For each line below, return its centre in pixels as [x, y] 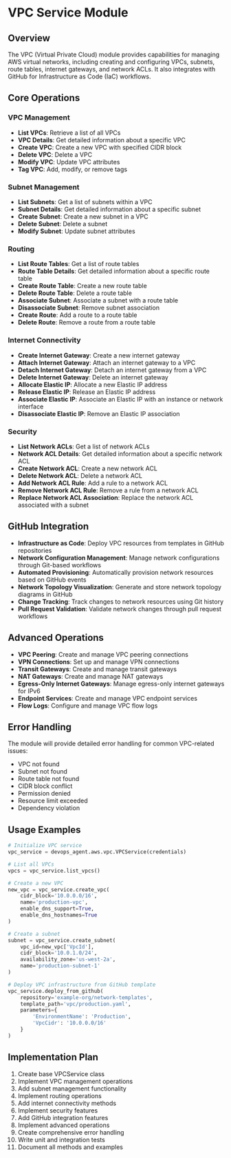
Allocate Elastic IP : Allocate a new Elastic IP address [92, 384]
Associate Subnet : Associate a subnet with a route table [98, 301]
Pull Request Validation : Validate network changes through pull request [120, 609]
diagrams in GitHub [45, 594]
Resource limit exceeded [53, 801]
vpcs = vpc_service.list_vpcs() [54, 871]
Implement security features [58, 1110]
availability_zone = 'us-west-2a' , [68, 960]
